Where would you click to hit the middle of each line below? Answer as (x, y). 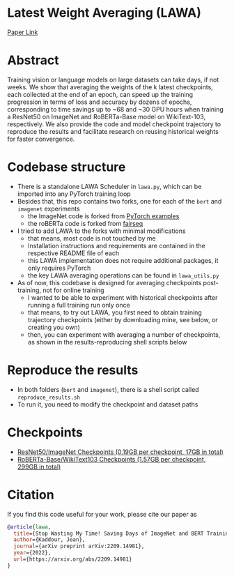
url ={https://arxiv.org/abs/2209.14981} (73, 559)
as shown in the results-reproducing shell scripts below (107, 342)
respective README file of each (73, 253)
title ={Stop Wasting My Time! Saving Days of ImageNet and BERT (109, 533)
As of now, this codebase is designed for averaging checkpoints (109, 282)
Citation (31, 495)
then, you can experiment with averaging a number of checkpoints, (124, 334)
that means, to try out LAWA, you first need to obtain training (115, 312)
